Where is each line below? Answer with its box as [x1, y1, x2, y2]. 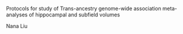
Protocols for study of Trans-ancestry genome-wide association [6, 5, 161, 12]
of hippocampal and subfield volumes [29, 11, 120, 18]
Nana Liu [6, 23, 28, 29]
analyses [6, 11, 28, 18]
